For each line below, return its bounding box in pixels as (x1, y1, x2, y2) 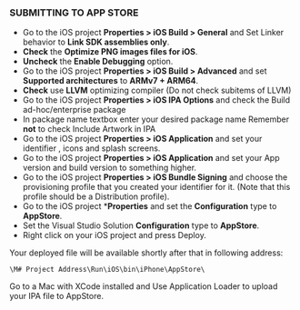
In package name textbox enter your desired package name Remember (22, 114, 289, 125)
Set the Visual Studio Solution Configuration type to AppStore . (22, 220, 260, 231)
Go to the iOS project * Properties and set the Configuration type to (22, 201, 277, 212)
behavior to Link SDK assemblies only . (22, 36, 170, 47)
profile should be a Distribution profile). (22, 191, 170, 202)
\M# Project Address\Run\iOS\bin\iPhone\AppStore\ (9, 265, 205, 275)
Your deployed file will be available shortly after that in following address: (9, 247, 284, 258)
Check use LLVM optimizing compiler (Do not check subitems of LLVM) (22, 85, 292, 96)
